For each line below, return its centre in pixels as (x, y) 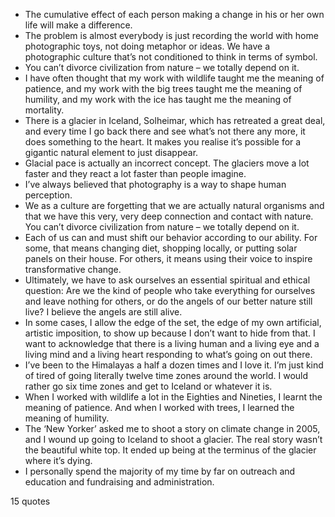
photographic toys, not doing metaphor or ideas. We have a (147, 46)
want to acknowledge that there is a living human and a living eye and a (172, 343)
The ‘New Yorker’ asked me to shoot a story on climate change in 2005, (172, 428)
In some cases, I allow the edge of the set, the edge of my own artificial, (173, 322)
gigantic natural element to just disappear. (111, 152)
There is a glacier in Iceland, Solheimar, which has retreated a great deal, (175, 120)
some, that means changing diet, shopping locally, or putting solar (161, 248)
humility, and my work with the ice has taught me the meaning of (158, 99)
